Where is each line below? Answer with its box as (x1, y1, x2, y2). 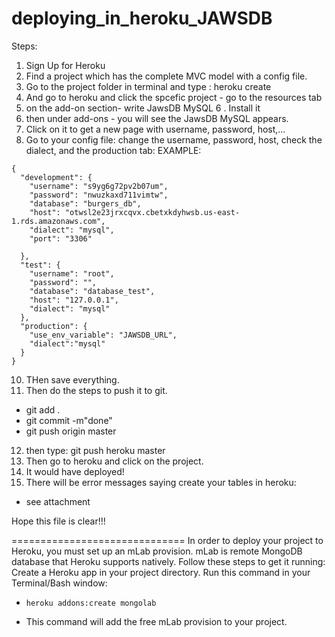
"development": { (20, 172, 93, 182)
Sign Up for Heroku (25, 59, 106, 71)
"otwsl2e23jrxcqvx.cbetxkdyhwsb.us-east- (64, 207, 241, 217)
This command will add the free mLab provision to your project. (25, 615, 288, 627)
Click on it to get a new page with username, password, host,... (25, 123, 286, 135)
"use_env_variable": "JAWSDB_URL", (29, 330, 178, 340)
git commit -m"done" (25, 414, 113, 426)
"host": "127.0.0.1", (29, 295, 119, 305)
